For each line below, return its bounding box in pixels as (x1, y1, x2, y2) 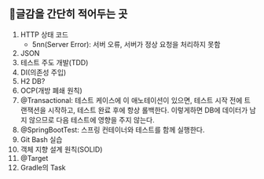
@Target (20, 153, 49, 163)
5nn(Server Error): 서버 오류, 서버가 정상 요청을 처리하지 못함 (31, 39, 221, 49)
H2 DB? (20, 76, 46, 86)
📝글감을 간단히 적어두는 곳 (9, 7, 128, 21)
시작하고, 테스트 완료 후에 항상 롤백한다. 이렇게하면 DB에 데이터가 (47, 105, 248, 115)
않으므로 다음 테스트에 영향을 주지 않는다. (28, 115, 156, 124)
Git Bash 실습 (20, 134, 63, 144)
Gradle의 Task (20, 163, 66, 172)
